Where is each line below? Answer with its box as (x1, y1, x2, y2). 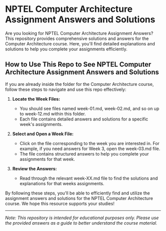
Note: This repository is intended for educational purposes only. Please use (5, 215, 159, 221)
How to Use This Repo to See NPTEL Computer (5, 60, 152, 69)
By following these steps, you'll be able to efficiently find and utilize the (5, 190, 150, 196)
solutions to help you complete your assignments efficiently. (5, 46, 127, 52)
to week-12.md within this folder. (19, 111, 86, 116)
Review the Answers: (12, 165, 57, 171)
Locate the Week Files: (12, 96, 60, 102)
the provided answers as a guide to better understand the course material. (5, 220, 158, 226)
